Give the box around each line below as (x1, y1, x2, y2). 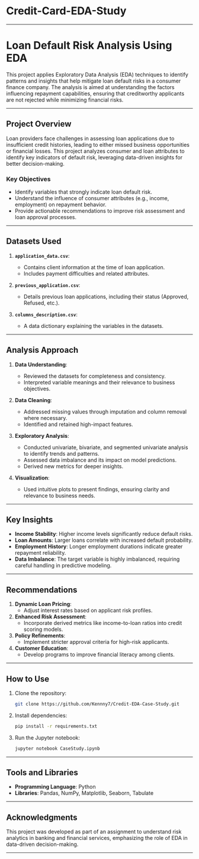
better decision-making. (6, 160, 65, 167)
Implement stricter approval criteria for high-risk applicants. (23, 639, 169, 646)
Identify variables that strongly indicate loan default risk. (14, 188, 153, 195)
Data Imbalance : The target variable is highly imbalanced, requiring (14, 555, 180, 563)
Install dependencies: (14, 712, 68, 719)
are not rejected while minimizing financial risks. (6, 96, 124, 103)
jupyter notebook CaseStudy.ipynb (14, 746, 100, 751)
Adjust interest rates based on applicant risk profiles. (23, 607, 153, 614)
